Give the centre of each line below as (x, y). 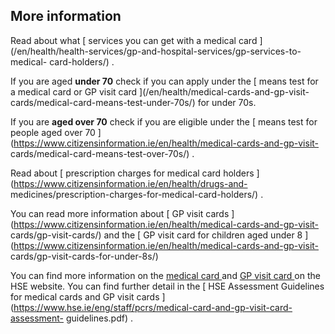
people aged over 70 (53, 132)
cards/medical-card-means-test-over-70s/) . (102, 153)
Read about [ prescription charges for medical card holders (132, 173)
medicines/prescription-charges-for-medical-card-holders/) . (137, 194)
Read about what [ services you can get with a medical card (134, 40)
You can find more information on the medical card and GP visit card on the (165, 275)
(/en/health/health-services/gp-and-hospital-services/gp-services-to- (156, 51)
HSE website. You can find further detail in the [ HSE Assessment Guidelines (167, 286)
